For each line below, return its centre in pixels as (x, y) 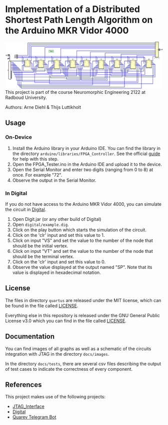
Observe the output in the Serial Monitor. (54, 180)
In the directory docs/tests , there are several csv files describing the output (83, 364)
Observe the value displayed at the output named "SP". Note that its (82, 267)
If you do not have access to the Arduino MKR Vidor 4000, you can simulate (83, 204)
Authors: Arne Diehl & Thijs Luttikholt (43, 107)
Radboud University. (26, 98)
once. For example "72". (37, 175)
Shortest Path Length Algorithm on (79, 20)
